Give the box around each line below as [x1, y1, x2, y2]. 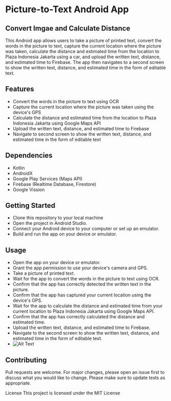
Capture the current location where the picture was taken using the [12, 104, 154, 110]
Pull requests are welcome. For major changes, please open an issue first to [5, 369, 165, 375]
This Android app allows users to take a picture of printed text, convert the [5, 37, 162, 43]
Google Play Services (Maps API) [12, 175, 83, 182]
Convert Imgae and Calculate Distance [5, 24, 131, 33]
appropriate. [5, 380, 32, 386]
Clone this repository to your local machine [12, 215, 104, 221]
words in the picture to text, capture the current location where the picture [5, 43, 162, 49]
